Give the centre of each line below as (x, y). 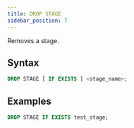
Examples (29, 101)
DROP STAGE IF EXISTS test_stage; (58, 117)
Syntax (23, 63)
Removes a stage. (33, 40)
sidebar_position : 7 (38, 21)
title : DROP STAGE (34, 14)
